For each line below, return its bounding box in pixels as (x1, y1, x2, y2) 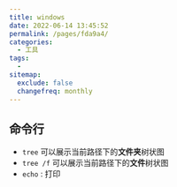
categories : (9, 37, 53, 47)
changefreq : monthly (17, 86, 93, 95)
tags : (9, 54, 29, 63)
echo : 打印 (21, 168, 61, 179)
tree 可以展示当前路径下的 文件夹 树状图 (21, 146, 165, 157)
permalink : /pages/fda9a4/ (9, 29, 109, 38)
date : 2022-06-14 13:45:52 (9, 21, 109, 30)
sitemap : (9, 71, 42, 79)
